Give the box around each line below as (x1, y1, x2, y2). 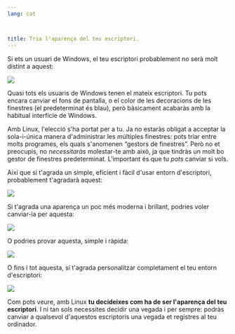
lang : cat (7, 10, 36, 18)
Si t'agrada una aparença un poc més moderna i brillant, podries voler (7, 202, 210, 211)
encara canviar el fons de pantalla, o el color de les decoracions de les (7, 96, 212, 105)
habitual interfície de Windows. (7, 111, 97, 119)
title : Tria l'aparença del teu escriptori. (7, 35, 140, 42)
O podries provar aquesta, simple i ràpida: (7, 236, 128, 245)
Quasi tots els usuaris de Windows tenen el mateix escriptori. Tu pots (7, 88, 207, 97)
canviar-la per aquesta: (7, 210, 75, 218)
